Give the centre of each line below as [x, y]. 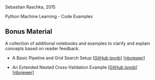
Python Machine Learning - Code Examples [49, 16]
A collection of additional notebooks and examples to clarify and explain [78, 43]
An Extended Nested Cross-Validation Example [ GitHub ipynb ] [75, 67]
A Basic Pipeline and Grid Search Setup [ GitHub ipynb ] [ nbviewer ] [78, 58]
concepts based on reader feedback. [42, 48]
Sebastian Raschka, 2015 [30, 7]
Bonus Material [29, 32]
